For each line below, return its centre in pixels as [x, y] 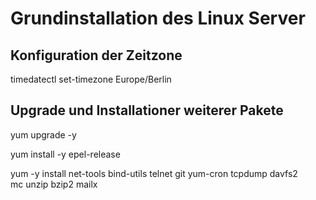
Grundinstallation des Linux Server [158, 18]
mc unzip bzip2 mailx [54, 184]
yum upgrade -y [43, 134]
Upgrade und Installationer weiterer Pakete [147, 110]
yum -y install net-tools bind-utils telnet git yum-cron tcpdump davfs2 [154, 173]
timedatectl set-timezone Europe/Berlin [91, 79]
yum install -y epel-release [65, 154]
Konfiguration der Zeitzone [96, 55]
